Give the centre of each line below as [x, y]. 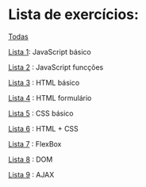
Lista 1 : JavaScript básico [50, 52]
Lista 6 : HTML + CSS [44, 128]
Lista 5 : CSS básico [41, 113]
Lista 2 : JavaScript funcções [56, 67]
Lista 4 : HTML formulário [50, 97]
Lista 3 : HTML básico [44, 82]
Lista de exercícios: [73, 15]
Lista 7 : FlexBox [35, 143]
